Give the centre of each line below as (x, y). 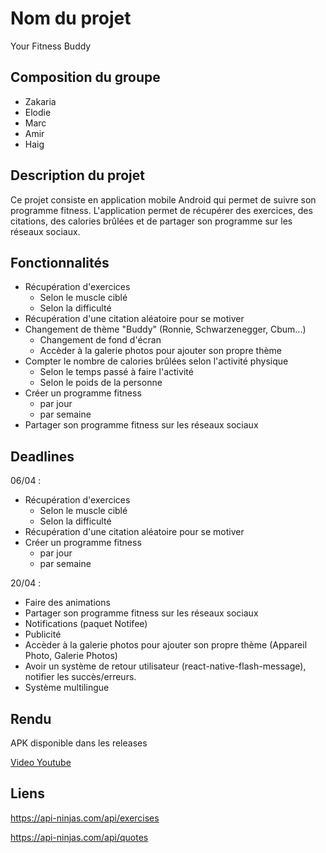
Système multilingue (67, 688)
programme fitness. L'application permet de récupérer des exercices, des (161, 210)
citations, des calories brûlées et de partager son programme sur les (151, 221)
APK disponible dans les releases (79, 743)
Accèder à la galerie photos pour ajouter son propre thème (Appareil (166, 645)
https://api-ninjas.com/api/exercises (85, 818)
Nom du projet (71, 18)
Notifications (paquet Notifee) (86, 624)
